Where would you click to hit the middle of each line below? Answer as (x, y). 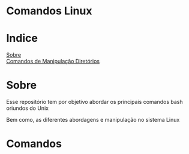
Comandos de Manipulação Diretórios (53, 61)
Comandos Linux (49, 11)
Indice (22, 38)
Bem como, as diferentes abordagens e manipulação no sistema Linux (93, 120)
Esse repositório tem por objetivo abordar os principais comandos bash (94, 102)
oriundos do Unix (28, 108)
